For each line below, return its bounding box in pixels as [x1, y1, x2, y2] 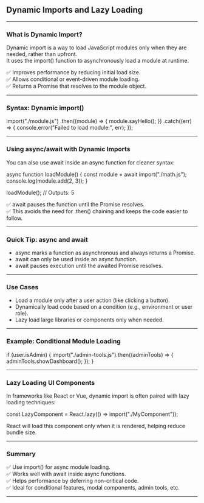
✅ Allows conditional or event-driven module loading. [6, 76, 140, 83]
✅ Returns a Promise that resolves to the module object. [6, 82, 147, 90]
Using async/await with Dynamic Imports [6, 145, 131, 153]
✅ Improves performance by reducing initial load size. [6, 69, 141, 76]
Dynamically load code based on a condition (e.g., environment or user [15, 303, 193, 311]
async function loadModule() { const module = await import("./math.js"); [6, 171, 187, 178]
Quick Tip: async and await [6, 235, 88, 244]
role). [15, 310, 29, 317]
